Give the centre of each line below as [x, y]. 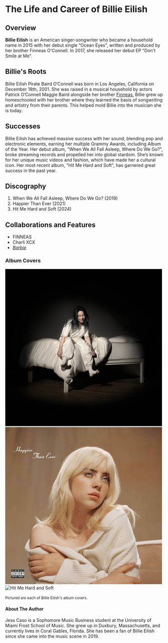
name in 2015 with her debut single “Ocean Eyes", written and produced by [83, 45]
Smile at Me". [19, 56]
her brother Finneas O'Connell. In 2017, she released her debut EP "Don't [80, 51]
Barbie [19, 248]
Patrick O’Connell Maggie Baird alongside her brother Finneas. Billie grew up [84, 95]
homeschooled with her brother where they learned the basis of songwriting [84, 100]
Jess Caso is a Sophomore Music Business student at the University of [78, 620]
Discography [26, 186]
